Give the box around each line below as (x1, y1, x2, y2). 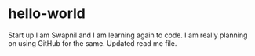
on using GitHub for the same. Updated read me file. (8, 38, 177, 47)
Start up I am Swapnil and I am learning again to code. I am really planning (8, 30, 248, 40)
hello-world (8, 5, 86, 23)
